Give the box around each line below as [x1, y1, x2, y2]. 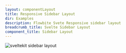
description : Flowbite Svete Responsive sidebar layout [5, 20, 121, 26]
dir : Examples [5, 16, 34, 21]
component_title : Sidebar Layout [5, 29, 73, 34]
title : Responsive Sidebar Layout [5, 12, 76, 16]
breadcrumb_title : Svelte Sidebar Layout [5, 25, 91, 30]
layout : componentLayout [5, 7, 56, 12]
